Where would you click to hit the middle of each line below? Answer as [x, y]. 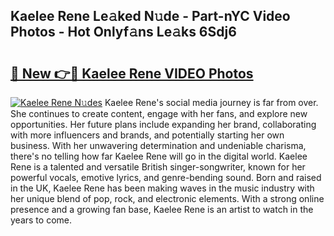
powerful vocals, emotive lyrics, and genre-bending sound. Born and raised [166, 177]
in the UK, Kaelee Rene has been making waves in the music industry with [162, 188]
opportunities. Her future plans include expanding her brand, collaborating [163, 124]
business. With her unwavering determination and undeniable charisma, [158, 145]
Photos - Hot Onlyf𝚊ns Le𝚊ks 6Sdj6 [123, 32]
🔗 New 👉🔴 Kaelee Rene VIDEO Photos [132, 73]
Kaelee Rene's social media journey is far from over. [211, 102]
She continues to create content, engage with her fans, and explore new [159, 113]
